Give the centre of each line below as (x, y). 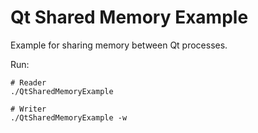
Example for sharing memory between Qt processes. (119, 45)
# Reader (28, 82)
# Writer (28, 109)
